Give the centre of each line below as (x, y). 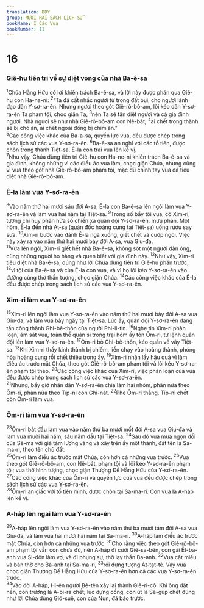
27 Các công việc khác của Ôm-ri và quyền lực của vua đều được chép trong (102, 477)
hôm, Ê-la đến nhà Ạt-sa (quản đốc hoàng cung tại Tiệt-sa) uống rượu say (99, 227)
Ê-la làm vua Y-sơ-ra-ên (43, 192)
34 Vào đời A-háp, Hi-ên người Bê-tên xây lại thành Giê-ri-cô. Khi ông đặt (97, 585)
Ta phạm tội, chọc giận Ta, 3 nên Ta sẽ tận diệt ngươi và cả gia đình (105, 114)
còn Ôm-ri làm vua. (30, 399)
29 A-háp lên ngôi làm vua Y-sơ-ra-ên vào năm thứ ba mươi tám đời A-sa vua (102, 527)
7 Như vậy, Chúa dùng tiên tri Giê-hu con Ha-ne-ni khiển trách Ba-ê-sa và (98, 156)
